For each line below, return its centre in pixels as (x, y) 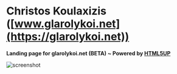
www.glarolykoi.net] (67, 24)
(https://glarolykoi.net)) (68, 37)
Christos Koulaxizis (57, 11)
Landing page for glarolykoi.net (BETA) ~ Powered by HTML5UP (88, 53)
